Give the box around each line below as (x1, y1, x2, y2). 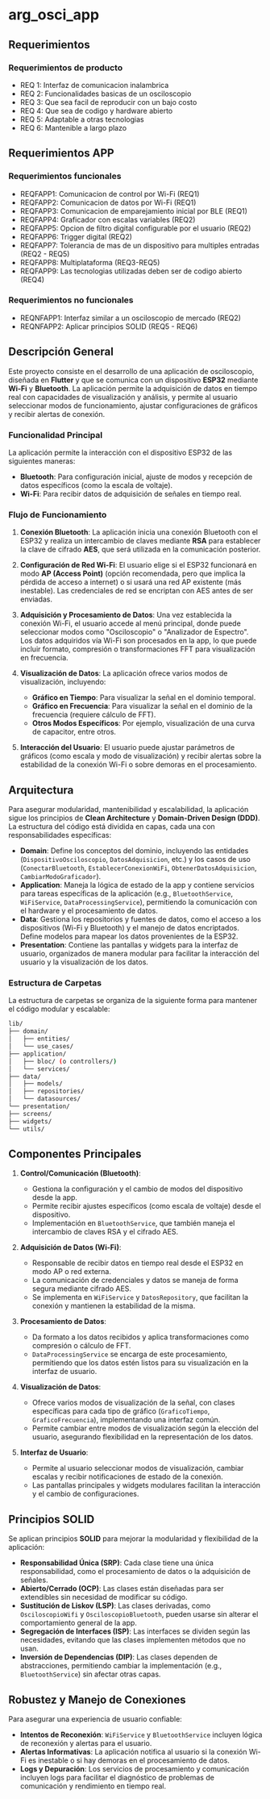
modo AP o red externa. (31, 1267, 111, 1276)
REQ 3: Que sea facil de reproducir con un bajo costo (19, 97, 197, 106)
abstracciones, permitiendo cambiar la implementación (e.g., (19, 1661, 222, 1671)
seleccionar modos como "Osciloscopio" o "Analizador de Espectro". (19, 627, 249, 637)
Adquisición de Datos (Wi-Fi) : (19, 1243, 122, 1252)
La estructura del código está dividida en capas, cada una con (8, 822, 215, 831)
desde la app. (31, 1193, 78, 1202)
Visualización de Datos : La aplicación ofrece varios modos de (19, 668, 228, 678)
